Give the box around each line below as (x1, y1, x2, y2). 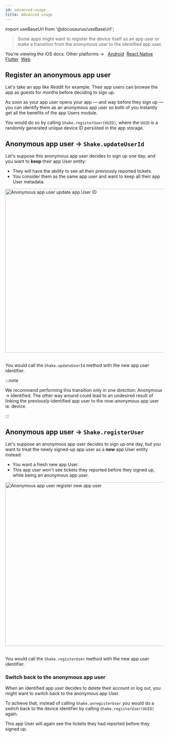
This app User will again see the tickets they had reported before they (5, 721, 150, 727)
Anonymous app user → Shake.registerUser (5, 428, 144, 436)
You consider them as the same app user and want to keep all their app (12, 173, 160, 179)
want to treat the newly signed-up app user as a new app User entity (5, 446, 148, 452)
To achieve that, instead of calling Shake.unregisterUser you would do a (5, 700, 154, 706)
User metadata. (12, 179, 45, 185)
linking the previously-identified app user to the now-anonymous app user (5, 398, 159, 404)
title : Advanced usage (5, 12, 53, 17)
